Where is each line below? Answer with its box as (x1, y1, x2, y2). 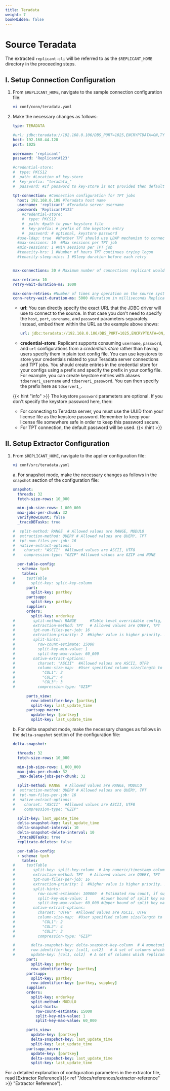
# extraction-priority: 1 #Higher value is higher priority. (12, 881, 163, 886)
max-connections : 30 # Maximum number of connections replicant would (12, 268, 165, 273)
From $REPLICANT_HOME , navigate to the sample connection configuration (12, 89, 162, 95)
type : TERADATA (12, 123, 45, 128)
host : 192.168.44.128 (12, 137, 59, 142)
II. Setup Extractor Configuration (5, 439, 110, 448)
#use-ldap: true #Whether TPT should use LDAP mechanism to (17, 236, 149, 241)
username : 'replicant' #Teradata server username (17, 203, 124, 208)
